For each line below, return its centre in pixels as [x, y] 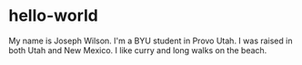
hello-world [54, 16]
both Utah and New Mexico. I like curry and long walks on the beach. [138, 50]
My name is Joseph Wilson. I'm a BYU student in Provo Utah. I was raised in [151, 41]
